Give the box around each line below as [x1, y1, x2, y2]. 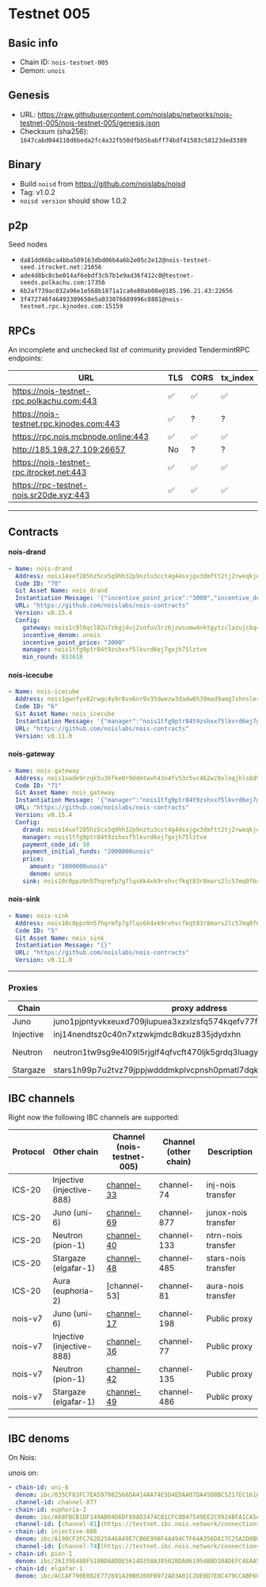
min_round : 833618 [22, 653, 83, 662]
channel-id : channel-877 [15, 1498, 97, 1506]
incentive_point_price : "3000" [22, 639, 126, 647]
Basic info [8, 36, 59, 50]
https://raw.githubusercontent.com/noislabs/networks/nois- [37, 109, 233, 119]
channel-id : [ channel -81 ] [15, 1520, 101, 1528]
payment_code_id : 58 [22, 841, 90, 849]
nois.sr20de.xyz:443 [12, 490, 90, 501]
